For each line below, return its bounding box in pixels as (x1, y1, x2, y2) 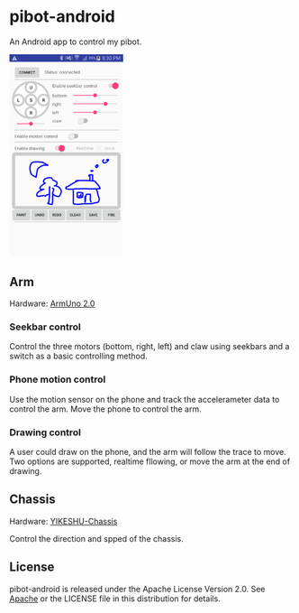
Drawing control (9, 426, 82, 439)
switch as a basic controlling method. (9, 350, 149, 362)
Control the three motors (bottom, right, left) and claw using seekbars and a (9, 341, 290, 352)
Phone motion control (9, 373, 106, 385)
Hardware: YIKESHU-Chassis (9, 515, 118, 526)
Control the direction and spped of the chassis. (9, 533, 184, 543)
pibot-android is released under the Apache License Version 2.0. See (9, 583, 266, 594)
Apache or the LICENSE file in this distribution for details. (9, 593, 221, 604)
